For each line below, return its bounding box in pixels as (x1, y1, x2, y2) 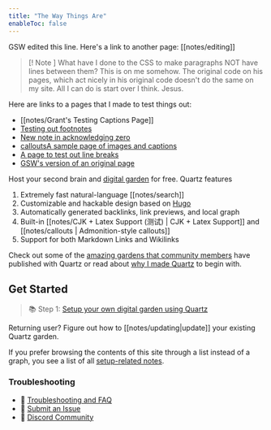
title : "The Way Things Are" (8, 11, 107, 20)
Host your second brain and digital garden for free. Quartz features (8, 174, 233, 184)
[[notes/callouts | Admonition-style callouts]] (19, 225, 170, 236)
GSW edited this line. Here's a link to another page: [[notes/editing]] (8, 41, 235, 51)
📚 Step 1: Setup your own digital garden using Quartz (28, 304, 209, 314)
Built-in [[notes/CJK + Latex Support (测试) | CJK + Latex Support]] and (19, 216, 260, 226)
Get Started (8, 282, 68, 296)
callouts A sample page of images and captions (19, 141, 177, 150)
